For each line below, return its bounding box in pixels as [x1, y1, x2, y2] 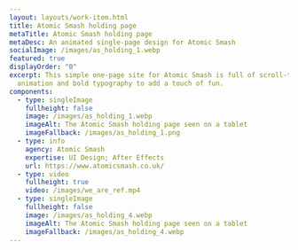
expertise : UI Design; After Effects [25, 152, 165, 162]
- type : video [17, 169, 69, 178]
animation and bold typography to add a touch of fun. [17, 79, 224, 88]
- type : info [17, 137, 66, 145]
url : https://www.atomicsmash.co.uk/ [25, 161, 165, 170]
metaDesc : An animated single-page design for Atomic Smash [9, 37, 237, 47]
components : [9, 87, 53, 96]
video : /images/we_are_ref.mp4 [25, 186, 141, 195]
